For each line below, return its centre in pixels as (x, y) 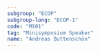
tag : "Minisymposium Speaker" (51, 33)
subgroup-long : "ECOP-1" (43, 20)
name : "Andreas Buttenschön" (49, 39)
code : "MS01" (26, 26)
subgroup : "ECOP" (32, 13)
